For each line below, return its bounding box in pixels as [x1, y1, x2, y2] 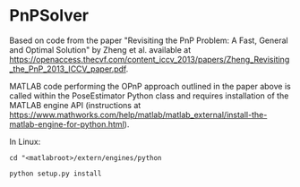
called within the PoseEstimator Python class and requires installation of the [9, 90, 289, 101]
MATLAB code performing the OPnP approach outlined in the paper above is [9, 81, 291, 91]
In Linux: [9, 136, 41, 147]
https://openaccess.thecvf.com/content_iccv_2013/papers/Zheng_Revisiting [9, 54, 290, 64]
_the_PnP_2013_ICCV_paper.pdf [9, 64, 127, 74]
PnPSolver [9, 5, 90, 26]
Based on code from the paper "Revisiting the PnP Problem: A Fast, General [9, 35, 288, 46]
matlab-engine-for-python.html [9, 118, 125, 130]
